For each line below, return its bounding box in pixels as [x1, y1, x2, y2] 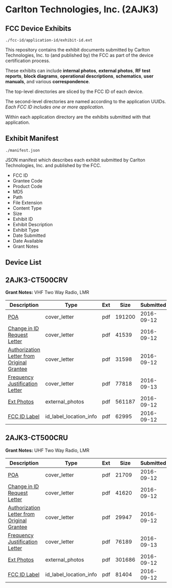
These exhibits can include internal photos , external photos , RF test [5, 68, 151, 73]
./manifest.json [5, 148, 40, 153]
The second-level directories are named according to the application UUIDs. [5, 99, 166, 104]
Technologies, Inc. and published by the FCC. [5, 162, 101, 168]
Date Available [12, 237, 44, 244]
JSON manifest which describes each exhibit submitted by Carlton [5, 157, 146, 163]
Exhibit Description [12, 221, 53, 227]
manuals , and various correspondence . [5, 79, 90, 84]
